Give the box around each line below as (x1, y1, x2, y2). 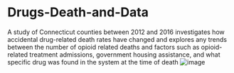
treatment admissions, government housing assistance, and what (29, 50, 220, 59)
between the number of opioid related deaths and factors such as (7, 43, 200, 51)
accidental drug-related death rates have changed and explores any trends (7, 35, 228, 43)
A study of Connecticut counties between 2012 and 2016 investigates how (7, 28, 225, 36)
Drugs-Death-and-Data (7, 4, 149, 21)
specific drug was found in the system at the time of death (7, 57, 179, 66)
